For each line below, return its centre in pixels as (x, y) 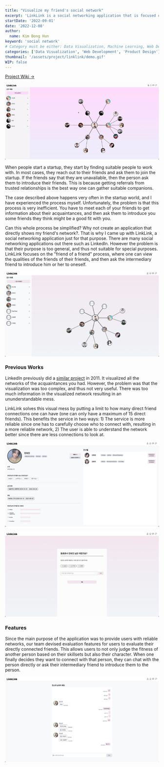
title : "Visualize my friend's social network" (54, 10)
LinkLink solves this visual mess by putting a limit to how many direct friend (81, 408)
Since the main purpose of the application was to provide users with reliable (82, 639)
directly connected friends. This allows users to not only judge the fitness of (82, 649)
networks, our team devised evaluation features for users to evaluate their (79, 644)
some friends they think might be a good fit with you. (58, 218)
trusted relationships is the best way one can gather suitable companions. (79, 188)
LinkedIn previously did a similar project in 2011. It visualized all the (72, 378)
